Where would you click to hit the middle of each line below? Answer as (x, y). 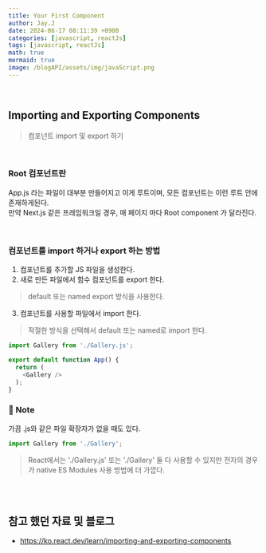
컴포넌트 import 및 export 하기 (75, 136)
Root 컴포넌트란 (37, 174)
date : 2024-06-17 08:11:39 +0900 (64, 30)
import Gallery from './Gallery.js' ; (71, 346)
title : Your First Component (57, 16)
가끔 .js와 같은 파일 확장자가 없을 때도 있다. (74, 429)
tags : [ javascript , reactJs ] (57, 45)
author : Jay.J (32, 23)
